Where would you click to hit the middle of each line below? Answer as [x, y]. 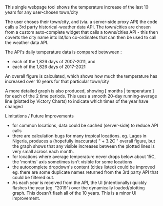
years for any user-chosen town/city [42, 12]
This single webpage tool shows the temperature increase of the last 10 [77, 7]
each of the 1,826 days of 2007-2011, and [54, 61]
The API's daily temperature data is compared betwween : [63, 52]
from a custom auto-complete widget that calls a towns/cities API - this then [82, 32]
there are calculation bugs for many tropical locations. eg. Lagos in [79, 136]
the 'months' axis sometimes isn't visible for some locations [72, 162]
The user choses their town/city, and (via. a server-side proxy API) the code [81, 22]
